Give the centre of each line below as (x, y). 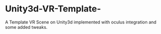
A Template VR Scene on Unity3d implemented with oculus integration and (81, 22)
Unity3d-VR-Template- (53, 9)
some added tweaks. (26, 27)
